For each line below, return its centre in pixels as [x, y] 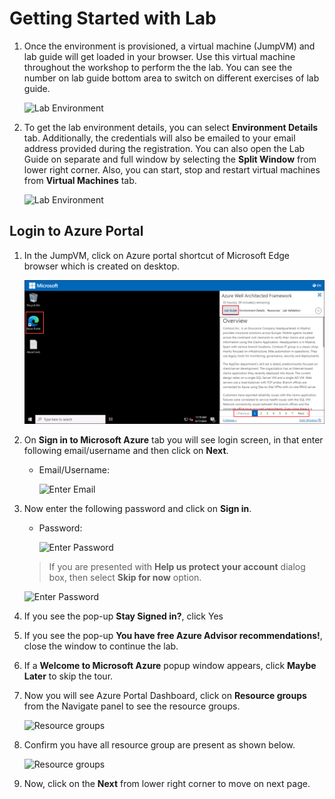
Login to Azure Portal [76, 231]
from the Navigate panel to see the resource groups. [132, 706]
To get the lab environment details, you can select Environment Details [171, 127]
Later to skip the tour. [68, 676]
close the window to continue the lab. [101, 646]
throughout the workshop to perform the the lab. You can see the [158, 67]
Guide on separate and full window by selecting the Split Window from [170, 159]
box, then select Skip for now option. [125, 578]
